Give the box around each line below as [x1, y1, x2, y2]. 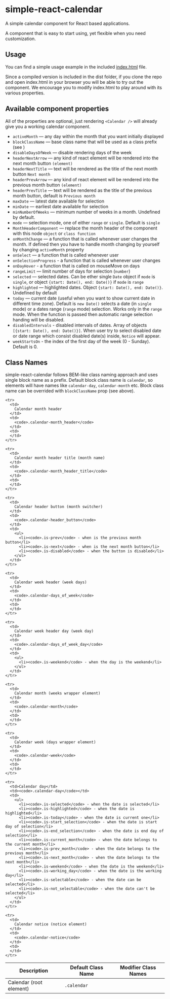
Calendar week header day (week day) [14, 628, 94, 634]
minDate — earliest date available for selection [12, 203, 109, 209]
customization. [5, 36, 36, 42]
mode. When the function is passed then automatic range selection [12, 311, 153, 317]
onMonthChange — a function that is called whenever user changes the [12, 236, 157, 242]
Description [19, 967, 48, 974]
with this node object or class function [12, 230, 96, 237]
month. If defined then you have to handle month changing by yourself [12, 241, 160, 247]
